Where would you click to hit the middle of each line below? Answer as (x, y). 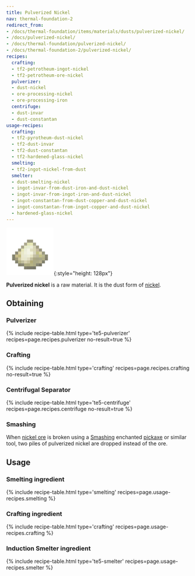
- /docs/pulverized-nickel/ (41, 38)
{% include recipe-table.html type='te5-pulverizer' (68, 333)
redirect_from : (25, 25)
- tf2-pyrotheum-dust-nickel (48, 138)
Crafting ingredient (34, 514)
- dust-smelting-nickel (41, 182)
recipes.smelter (25, 568)
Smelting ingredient (35, 479)
